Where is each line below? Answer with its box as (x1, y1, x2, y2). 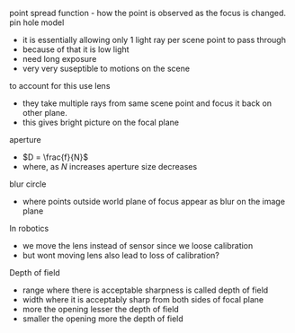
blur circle (9, 179, 47, 189)
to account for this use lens (9, 81, 111, 91)
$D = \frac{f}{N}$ (22, 152, 88, 162)
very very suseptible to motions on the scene (22, 63, 191, 74)
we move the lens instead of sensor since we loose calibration (22, 241, 254, 250)
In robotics (9, 223, 49, 233)
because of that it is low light (22, 44, 130, 55)
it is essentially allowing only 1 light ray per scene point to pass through (22, 35, 286, 45)
